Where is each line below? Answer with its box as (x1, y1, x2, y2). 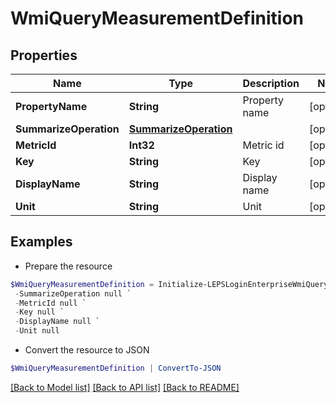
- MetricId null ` (14, 298, 87, 308)
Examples (10, 233, 73, 251)
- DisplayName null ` (14, 317, 101, 327)
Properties (10, 47, 78, 64)
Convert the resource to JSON (24, 344, 150, 356)
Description (242, 77, 300, 90)
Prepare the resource (24, 260, 113, 272)
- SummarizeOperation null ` (14, 288, 132, 299)
